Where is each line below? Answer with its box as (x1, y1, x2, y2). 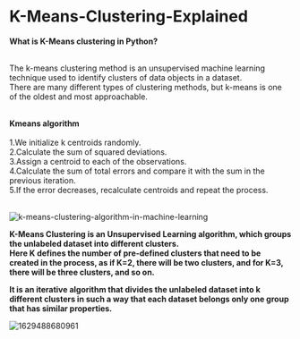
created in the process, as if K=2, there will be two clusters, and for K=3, (9, 257, 284, 267)
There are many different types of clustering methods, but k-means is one (9, 81, 282, 92)
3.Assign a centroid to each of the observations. (9, 156, 187, 166)
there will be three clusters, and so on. (9, 267, 155, 277)
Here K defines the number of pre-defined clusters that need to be (9, 248, 261, 258)
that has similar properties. (9, 302, 113, 314)
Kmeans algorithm (9, 118, 80, 129)
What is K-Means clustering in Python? (9, 36, 159, 47)
